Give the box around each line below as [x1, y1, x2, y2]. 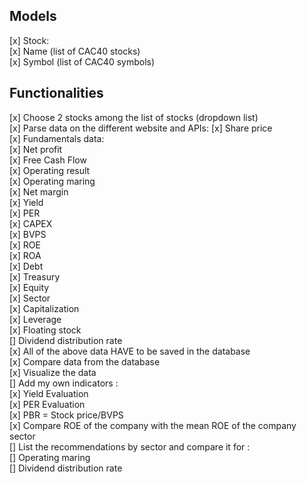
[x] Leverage [9, 313, 62, 325]
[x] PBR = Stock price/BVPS [9, 409, 124, 421]
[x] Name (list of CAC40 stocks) [9, 45, 141, 57]
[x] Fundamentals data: [9, 132, 105, 144]
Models [9, 8, 57, 25]
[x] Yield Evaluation [9, 387, 89, 399]
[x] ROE [9, 239, 41, 251]
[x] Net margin [9, 185, 69, 198]
